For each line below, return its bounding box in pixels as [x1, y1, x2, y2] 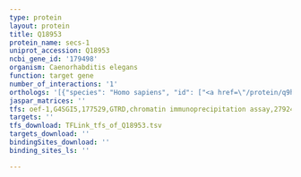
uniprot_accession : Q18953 [9, 46, 110, 55]
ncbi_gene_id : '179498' [9, 55, 99, 63]
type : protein [9, 13, 63, 22]
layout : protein [9, 21, 70, 30]
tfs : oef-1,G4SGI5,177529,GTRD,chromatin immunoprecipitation [9, 105, 246, 114]
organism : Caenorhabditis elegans [9, 63, 139, 72]
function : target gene [9, 72, 94, 80]
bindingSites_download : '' [9, 138, 110, 147]
